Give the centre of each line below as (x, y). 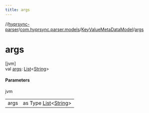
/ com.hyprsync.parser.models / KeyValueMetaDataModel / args (81, 29)
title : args (17, 10)
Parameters (17, 80)
